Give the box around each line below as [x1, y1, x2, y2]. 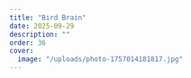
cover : [9, 47, 34, 56]
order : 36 [9, 38, 47, 48]
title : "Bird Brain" [9, 13, 87, 22]
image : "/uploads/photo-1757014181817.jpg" [17, 55, 183, 64]
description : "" [9, 30, 70, 39]
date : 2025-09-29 [9, 22, 75, 30]
